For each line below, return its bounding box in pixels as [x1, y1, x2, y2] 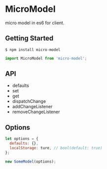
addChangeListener [12, 104, 53, 110]
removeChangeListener [12, 109, 60, 115]
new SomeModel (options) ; [5, 159, 56, 164]
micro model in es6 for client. [5, 20, 65, 26]
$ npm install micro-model [5, 47, 61, 52]
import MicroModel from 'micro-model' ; [5, 56, 87, 61]
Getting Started [5, 34, 54, 42]
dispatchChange [12, 98, 46, 104]
